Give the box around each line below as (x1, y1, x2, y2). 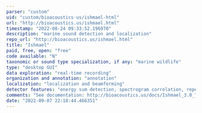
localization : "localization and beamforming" (6, 81, 125, 87)
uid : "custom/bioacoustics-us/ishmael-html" (6, 14, 120, 20)
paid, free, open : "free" (6, 48, 71, 54)
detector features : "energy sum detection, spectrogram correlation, (6, 87, 185, 93)
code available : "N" (6, 53, 58, 59)
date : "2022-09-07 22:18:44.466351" (6, 97, 98, 103)
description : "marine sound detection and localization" (6, 31, 152, 37)
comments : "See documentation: (6, 92, 85, 98)
